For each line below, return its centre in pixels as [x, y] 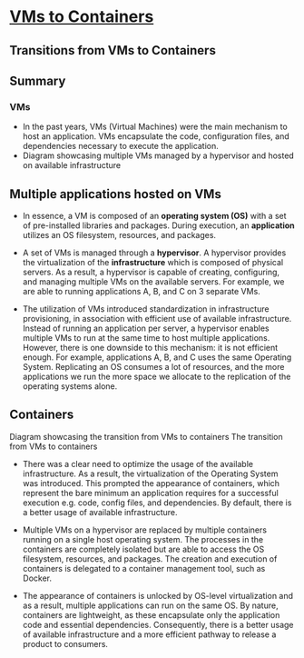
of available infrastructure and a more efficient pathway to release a [149, 634]
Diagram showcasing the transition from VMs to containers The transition [146, 436]
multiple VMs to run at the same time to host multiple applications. [146, 338]
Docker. [37, 578]
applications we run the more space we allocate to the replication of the [157, 377]
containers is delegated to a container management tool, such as [144, 568]
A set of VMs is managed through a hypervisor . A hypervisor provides [154, 253]
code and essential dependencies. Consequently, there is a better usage [158, 624]
